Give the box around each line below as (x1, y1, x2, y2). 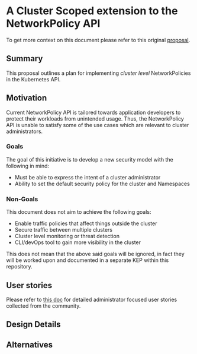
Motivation (6, 93, 47, 103)
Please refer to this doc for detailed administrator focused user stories (6, 296, 177, 303)
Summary (6, 53, 43, 64)
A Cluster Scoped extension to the (6, 4, 178, 18)
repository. (6, 263, 33, 270)
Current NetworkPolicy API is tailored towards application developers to (6, 109, 181, 116)
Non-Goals (6, 195, 38, 203)
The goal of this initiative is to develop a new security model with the (6, 156, 173, 163)
